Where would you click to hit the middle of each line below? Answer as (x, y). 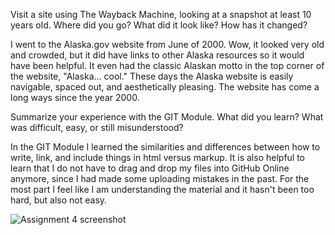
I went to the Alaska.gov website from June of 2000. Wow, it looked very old (167, 44)
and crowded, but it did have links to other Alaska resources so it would (157, 55)
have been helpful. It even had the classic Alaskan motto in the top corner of (167, 65)
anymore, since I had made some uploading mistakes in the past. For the (160, 178)
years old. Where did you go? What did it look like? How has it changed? (159, 25)
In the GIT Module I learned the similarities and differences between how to (165, 147)
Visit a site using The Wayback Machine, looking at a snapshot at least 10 (161, 14)
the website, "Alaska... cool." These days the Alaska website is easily (152, 76)
